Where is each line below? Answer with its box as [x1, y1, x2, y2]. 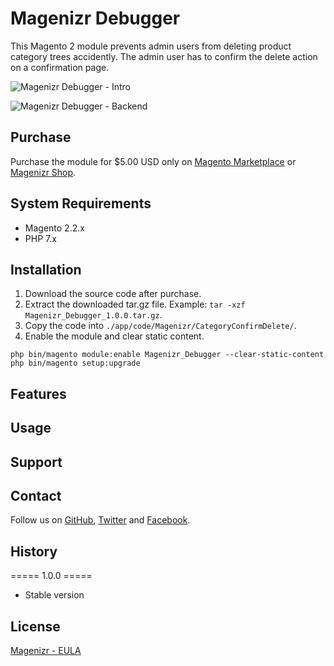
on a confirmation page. [10, 61, 110, 73]
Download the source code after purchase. [24, 288, 202, 300]
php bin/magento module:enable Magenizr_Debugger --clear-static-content [10, 350, 325, 360]
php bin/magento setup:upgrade [10, 358, 141, 369]
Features [10, 385, 67, 402]
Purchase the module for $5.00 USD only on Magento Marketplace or [10, 155, 297, 167]
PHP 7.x [24, 232, 57, 244]
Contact [10, 487, 62, 504]
